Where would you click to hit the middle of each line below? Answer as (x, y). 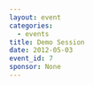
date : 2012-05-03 (41, 50)
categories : (31, 26)
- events (33, 34)
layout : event (35, 17)
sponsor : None (35, 67)
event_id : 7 (31, 58)
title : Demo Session (47, 42)
